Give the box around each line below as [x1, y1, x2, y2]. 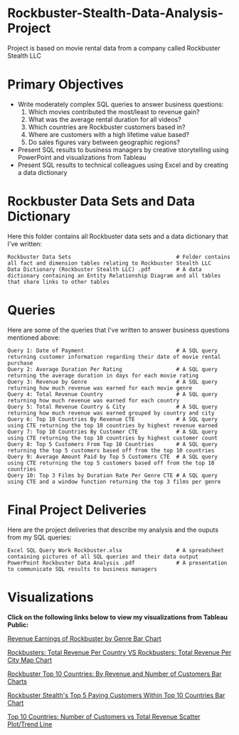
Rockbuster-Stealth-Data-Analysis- [7, 5, 224, 21]
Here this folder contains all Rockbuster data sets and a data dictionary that [7, 232, 229, 240]
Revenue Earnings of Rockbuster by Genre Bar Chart [7, 634, 161, 643]
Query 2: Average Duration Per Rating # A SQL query [7, 365, 218, 372]
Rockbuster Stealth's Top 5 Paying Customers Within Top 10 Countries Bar [7, 691, 225, 699]
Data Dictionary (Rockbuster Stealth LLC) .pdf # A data [7, 265, 202, 273]
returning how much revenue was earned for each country [7, 397, 180, 404]
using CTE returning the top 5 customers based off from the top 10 [7, 459, 215, 467]
